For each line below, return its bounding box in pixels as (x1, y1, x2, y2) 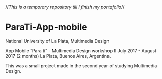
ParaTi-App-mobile (5, 22, 87, 33)
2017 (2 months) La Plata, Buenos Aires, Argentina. (5, 53, 111, 59)
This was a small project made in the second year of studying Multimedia (5, 62, 157, 69)
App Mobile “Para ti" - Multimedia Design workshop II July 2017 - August (5, 47, 157, 54)
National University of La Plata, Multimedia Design (5, 38, 110, 44)
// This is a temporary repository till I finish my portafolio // (5, 4, 125, 10)
